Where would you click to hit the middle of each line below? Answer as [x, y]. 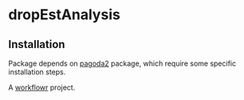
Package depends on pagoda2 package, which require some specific [122, 63]
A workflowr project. [42, 87]
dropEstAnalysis [65, 15]
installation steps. [37, 72]
